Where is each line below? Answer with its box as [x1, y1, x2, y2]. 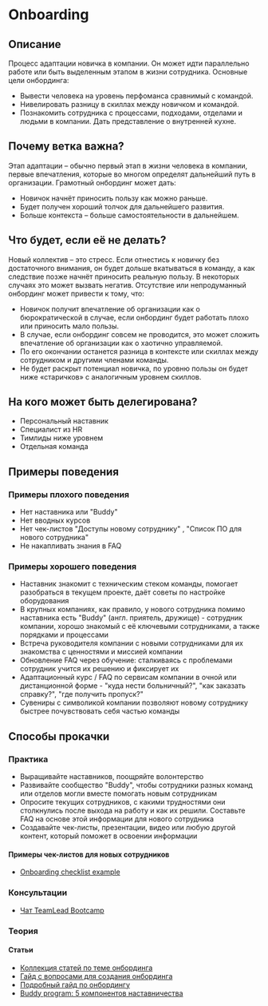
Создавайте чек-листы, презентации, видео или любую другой [19, 823, 236, 833]
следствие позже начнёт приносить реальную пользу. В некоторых [8, 272, 239, 281]
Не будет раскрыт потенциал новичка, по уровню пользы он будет [19, 364, 249, 373]
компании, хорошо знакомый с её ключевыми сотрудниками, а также [19, 622, 260, 631]
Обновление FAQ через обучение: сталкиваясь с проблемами [19, 655, 233, 665]
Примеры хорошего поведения [8, 561, 137, 572]
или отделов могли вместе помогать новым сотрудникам [19, 789, 218, 798]
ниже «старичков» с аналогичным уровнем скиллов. [19, 372, 202, 381]
